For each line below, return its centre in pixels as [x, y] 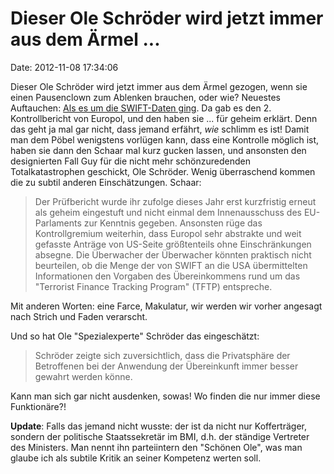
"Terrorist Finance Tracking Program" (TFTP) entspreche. [153, 286]
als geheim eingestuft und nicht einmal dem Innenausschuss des [168, 212]
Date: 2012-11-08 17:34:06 [64, 67]
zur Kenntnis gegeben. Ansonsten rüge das [173, 223]
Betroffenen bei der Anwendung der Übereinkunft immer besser [166, 366]
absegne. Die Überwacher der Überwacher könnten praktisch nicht [173, 254]
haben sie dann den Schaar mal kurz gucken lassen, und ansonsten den [158, 150]
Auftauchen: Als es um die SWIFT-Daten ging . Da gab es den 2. [141, 108]
